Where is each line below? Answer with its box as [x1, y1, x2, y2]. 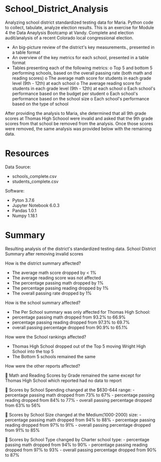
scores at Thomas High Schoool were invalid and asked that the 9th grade [5, 115, 153, 121]
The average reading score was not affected [12, 275, 101, 281]
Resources [5, 148, 49, 159]
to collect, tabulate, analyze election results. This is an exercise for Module [5, 24, 154, 30]
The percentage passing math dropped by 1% [12, 280, 104, 286]
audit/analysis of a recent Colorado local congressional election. [5, 35, 134, 41]
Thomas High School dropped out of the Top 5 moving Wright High [12, 343, 146, 349]
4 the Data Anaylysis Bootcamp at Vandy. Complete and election [5, 30, 134, 35]
